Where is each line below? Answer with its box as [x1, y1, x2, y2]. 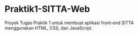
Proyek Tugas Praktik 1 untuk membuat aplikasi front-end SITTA [4, 20, 134, 26]
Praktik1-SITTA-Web [4, 3, 90, 15]
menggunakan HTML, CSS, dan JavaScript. [4, 25, 93, 31]
